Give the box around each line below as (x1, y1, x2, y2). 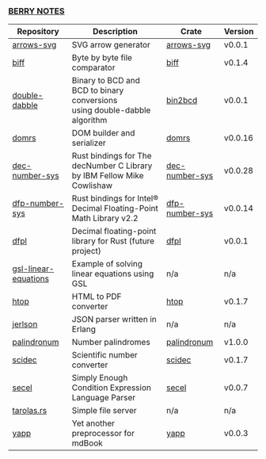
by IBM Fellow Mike (71, 170, 144, 182)
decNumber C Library (71, 160, 153, 171)
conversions (71, 95, 118, 106)
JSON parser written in (71, 314, 157, 325)
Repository (17, 26, 59, 37)
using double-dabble (71, 105, 151, 116)
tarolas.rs (12, 405, 47, 416)
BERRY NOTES (8, 6, 65, 17)
